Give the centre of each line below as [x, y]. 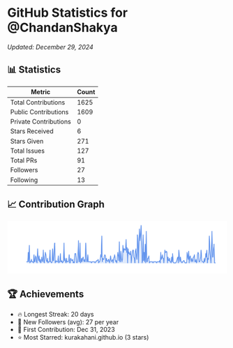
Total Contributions [38, 102]
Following [24, 180]
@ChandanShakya [62, 28]
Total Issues [28, 151]
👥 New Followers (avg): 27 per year [68, 322]
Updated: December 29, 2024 [51, 47]
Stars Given [27, 141]
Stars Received [32, 131]
